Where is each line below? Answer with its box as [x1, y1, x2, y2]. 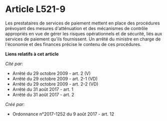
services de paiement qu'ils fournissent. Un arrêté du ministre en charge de [5, 36, 161, 42]
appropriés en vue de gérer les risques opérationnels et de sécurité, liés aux [5, 30, 162, 36]
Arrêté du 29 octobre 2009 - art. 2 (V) [12, 70, 91, 76]
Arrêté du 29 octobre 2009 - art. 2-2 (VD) [12, 81, 98, 87]
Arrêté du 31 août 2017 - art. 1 [12, 86, 73, 92]
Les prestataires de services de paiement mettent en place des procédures [5, 20, 160, 26]
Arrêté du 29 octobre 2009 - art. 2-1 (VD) [12, 75, 98, 81]
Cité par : [5, 60, 23, 66]
